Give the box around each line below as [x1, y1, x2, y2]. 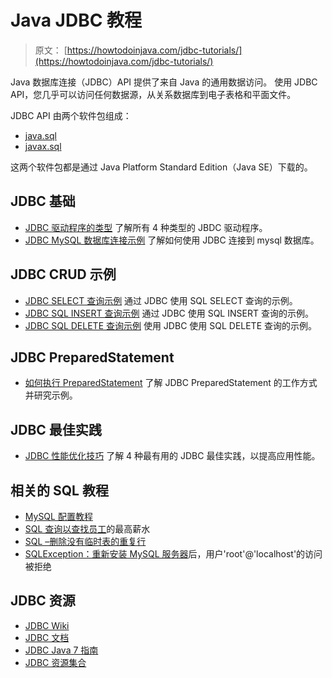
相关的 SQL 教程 [10, 482, 109, 499]
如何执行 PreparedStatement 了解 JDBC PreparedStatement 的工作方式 [24, 377, 318, 389]
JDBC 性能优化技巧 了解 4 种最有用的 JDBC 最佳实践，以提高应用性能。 [24, 450, 321, 462]
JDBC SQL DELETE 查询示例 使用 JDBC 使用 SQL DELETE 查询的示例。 [24, 319, 318, 331]
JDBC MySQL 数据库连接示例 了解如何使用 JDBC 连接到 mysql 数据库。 [24, 234, 320, 246]
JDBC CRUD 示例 [10, 266, 117, 283]
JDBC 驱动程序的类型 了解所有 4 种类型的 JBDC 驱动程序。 [24, 221, 268, 233]
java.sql [24, 129, 57, 141]
